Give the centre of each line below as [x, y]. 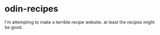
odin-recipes [31, 9]
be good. [14, 27]
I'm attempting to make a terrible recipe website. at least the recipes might [80, 22]
